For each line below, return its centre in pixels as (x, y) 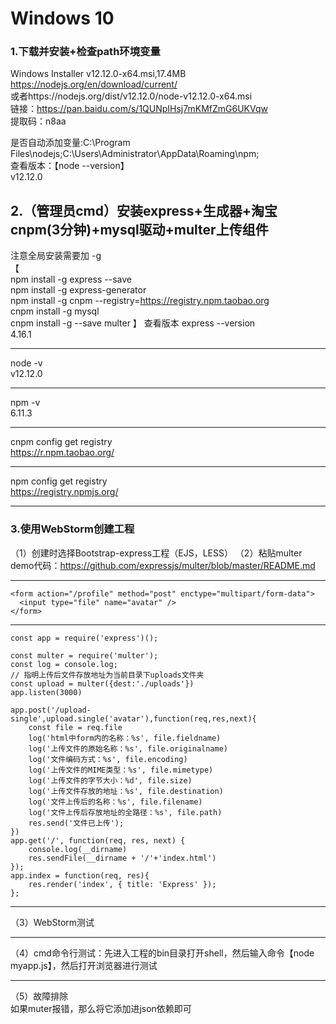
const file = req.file (75, 727)
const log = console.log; (64, 664)
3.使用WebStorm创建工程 (72, 529)
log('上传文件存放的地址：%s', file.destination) (126, 791)
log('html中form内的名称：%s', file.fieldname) (125, 738)
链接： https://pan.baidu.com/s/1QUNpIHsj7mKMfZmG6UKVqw (139, 109)
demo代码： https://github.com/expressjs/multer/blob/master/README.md (163, 565)
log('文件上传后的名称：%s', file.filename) (115, 802)
